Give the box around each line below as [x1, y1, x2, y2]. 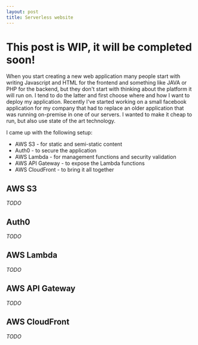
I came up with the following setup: [6, 129, 93, 136]
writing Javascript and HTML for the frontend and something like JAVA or [6, 79, 187, 86]
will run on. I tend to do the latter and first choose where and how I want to [6, 92, 190, 99]
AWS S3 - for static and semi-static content [14, 140, 123, 148]
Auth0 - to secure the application [14, 147, 97, 154]
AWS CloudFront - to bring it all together [14, 166, 114, 173]
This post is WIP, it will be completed [6, 40, 193, 54]
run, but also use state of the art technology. [6, 118, 115, 125]
